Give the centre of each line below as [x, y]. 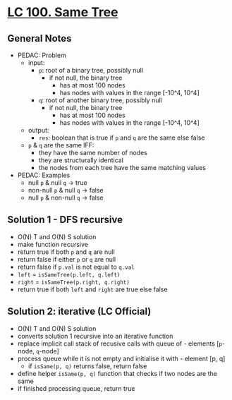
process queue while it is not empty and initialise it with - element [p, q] [121, 358]
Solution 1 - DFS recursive [65, 220]
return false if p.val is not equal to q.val [76, 267]
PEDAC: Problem [42, 55]
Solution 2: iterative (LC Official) [79, 311]
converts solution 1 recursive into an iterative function [95, 336]
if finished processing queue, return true [76, 388]
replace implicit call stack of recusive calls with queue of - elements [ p [120, 344]
